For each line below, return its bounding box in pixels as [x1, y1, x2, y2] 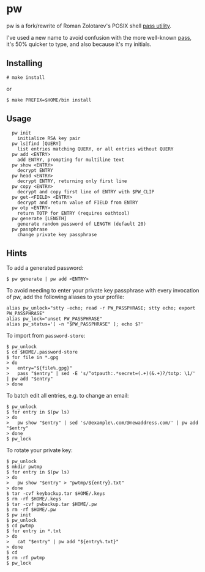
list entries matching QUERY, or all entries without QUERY [17, 146, 174, 152]
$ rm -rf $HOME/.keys [6, 496, 62, 502]
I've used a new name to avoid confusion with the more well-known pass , [6, 34, 192, 41]
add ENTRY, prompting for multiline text [17, 157, 124, 163]
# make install [6, 74, 45, 81]
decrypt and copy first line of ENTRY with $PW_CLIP [17, 188, 155, 195]
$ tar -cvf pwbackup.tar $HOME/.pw [6, 501, 97, 508]
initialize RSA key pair [17, 135, 81, 141]
